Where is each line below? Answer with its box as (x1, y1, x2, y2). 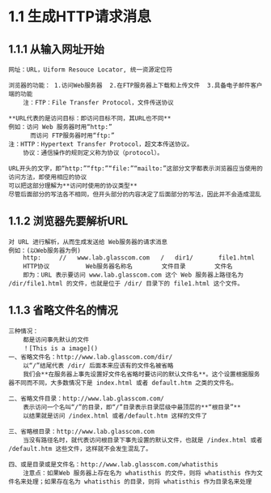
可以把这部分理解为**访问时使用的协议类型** (8, 182, 138, 190)
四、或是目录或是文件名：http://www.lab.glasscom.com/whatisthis (8, 460, 218, 469)
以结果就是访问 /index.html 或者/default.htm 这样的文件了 (23, 411, 208, 420)
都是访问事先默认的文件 (23, 336, 90, 344)
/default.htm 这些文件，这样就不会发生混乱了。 (8, 444, 152, 452)
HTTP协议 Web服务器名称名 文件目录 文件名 (23, 262, 233, 270)
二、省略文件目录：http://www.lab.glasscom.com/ (8, 394, 164, 402)
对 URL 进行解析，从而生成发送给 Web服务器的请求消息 (8, 238, 168, 246)
